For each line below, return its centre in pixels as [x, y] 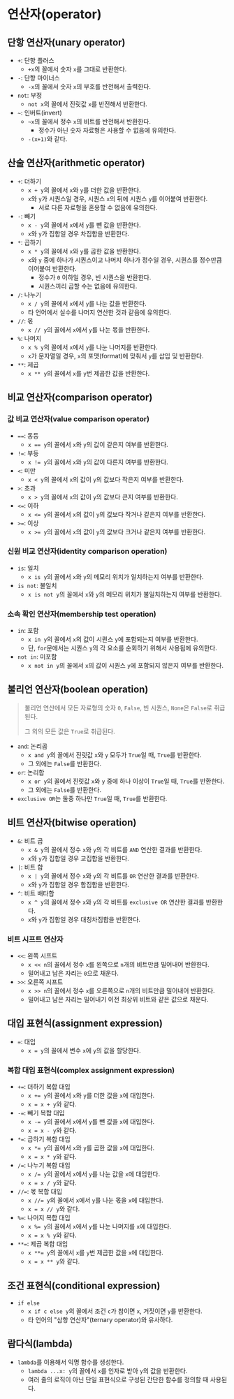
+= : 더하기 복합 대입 [44, 1087]
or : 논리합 [31, 772]
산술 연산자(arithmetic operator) [76, 163]
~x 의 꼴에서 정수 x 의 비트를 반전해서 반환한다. [89, 122]
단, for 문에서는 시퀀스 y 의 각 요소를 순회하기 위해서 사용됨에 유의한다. [123, 648]
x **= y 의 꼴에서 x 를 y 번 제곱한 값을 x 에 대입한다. [95, 1253]
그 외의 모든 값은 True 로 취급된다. [70, 731]
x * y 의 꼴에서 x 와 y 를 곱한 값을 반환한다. [84, 251]
